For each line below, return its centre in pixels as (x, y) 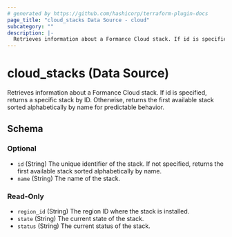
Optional (22, 149)
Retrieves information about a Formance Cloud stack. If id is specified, (107, 93)
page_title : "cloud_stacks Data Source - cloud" (78, 20)
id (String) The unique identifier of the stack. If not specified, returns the (120, 164)
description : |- (30, 33)
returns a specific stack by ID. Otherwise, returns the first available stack (110, 100)
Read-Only (26, 196)
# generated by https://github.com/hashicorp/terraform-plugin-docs (108, 13)
